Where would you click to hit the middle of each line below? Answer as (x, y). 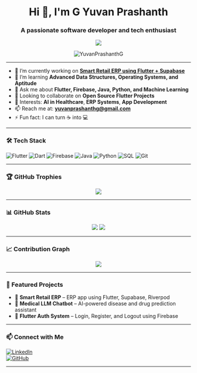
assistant (26, 310)
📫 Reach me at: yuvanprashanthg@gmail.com (72, 108)
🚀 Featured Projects (35, 284)
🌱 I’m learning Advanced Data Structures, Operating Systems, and (96, 77)
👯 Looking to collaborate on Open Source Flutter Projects (84, 96)
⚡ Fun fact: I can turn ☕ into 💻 (51, 117)
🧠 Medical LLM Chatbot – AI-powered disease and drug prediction (95, 303)
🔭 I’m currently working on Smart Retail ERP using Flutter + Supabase (100, 71)
